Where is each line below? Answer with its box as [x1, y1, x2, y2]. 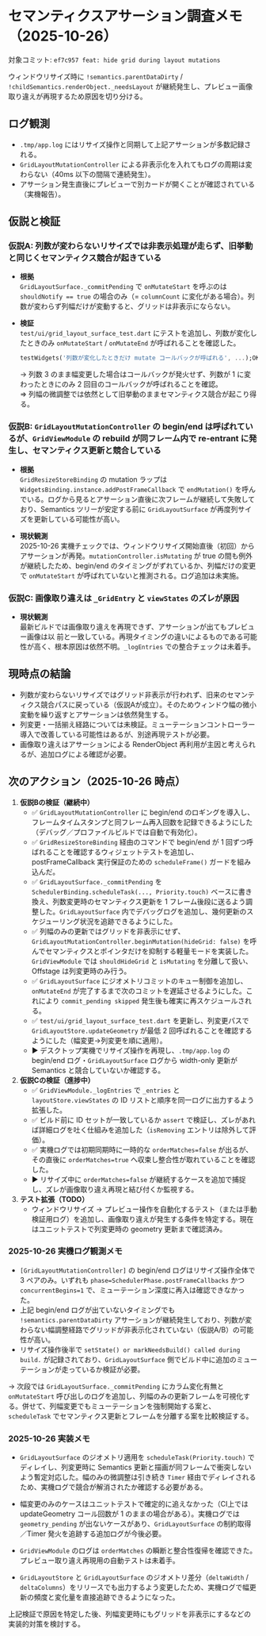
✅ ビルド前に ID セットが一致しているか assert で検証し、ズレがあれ [31, 1114, 256, 1124]
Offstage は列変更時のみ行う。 [31, 966, 131, 976]
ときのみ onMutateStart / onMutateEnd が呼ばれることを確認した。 [26, 338, 241, 348]
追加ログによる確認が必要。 [40, 749, 131, 759]
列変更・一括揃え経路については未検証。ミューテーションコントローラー [19, 719, 256, 729]
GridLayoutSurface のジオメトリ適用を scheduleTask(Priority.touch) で [19, 1453, 255, 1462]
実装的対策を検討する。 [8, 1619, 85, 1629]
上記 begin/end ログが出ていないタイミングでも [19, 1305, 176, 1315]
